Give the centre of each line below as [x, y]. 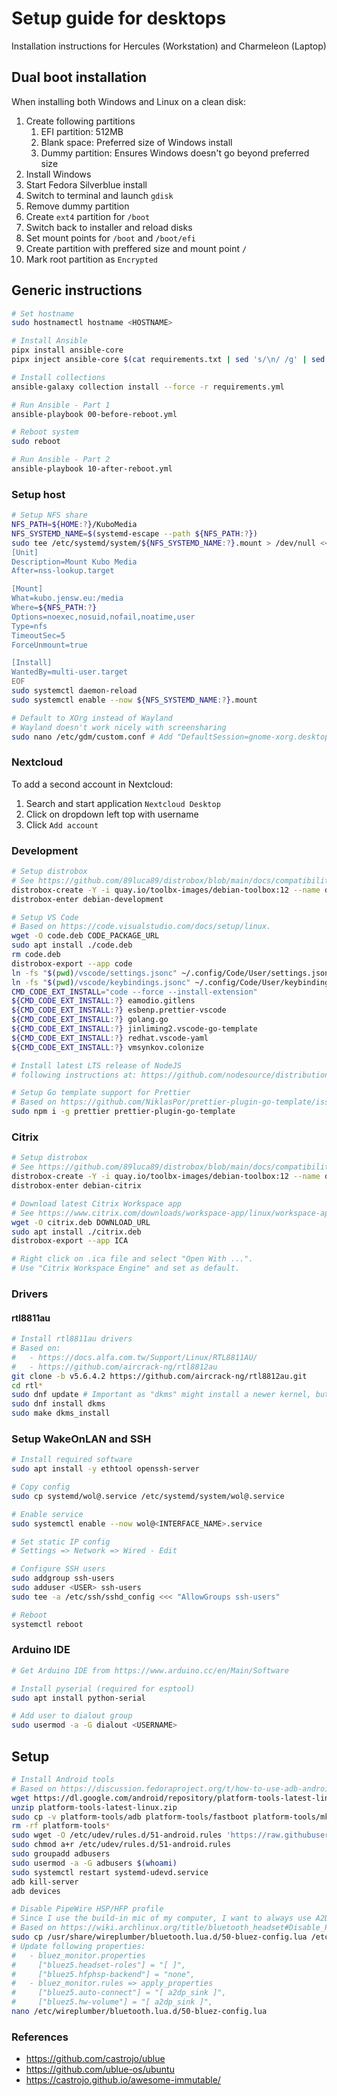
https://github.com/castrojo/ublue [95, 2059]
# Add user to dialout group [72, 1716]
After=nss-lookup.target [63, 571]
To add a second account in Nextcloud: [92, 784]
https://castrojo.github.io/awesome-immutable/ [123, 2080]
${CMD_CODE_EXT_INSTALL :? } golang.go [90, 1020]
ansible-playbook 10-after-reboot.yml [92, 469]
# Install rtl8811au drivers [72, 1339]
